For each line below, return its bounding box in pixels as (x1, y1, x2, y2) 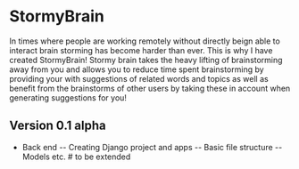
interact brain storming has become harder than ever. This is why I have (9, 44, 273, 55)
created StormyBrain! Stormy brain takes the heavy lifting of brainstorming (9, 54, 283, 65)
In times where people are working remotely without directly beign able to (9, 36, 281, 46)
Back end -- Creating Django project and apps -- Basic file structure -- (21, 141, 283, 152)
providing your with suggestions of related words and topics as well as (9, 73, 270, 84)
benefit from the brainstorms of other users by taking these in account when (9, 83, 291, 93)
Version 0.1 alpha (9, 118, 106, 133)
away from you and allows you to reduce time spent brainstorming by (9, 64, 265, 75)
